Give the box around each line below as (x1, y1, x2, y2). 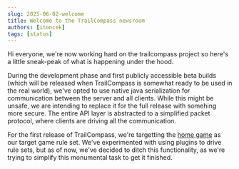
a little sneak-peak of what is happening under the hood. (7, 58, 174, 66)
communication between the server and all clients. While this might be (7, 94, 214, 103)
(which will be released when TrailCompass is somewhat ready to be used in (7, 79, 233, 88)
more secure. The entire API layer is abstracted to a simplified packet (7, 109, 210, 118)
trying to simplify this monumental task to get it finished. (7, 153, 173, 162)
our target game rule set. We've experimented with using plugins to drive (7, 138, 222, 147)
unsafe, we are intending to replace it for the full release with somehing (7, 101, 217, 111)
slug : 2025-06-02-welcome (7, 10, 84, 18)
